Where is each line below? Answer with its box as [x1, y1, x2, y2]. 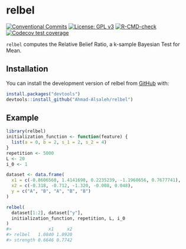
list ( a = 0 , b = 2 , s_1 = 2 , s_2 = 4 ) [11, 140, 107, 145]
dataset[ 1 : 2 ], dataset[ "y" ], [11, 210, 83, 215]
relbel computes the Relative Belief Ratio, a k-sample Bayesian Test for [6, 41, 180, 48]
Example [6, 112, 39, 122]
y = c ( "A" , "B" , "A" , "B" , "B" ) [11, 188, 92, 194]
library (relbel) [6, 128, 46, 134]
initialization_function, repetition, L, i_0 [11, 215, 126, 221]
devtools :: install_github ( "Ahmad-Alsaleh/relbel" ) [6, 97, 133, 102]
